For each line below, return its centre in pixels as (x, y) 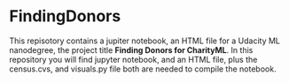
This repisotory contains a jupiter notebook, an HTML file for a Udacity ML (145, 41)
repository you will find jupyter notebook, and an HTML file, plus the (133, 59)
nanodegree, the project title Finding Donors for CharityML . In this (131, 49)
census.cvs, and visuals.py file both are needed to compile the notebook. (143, 69)
